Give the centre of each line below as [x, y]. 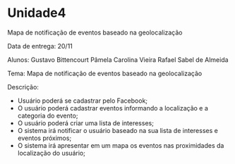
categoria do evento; [48, 115]
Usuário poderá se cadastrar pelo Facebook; [83, 101]
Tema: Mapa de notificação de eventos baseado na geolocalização [105, 73]
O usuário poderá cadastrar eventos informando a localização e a [113, 108]
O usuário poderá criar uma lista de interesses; [85, 123]
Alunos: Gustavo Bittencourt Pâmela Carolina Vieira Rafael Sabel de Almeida [118, 59]
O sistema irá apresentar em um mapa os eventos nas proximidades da [121, 145]
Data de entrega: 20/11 [40, 46]
